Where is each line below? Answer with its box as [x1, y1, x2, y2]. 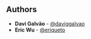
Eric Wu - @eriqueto [14, 26, 66, 33]
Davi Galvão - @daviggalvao [14, 20, 85, 27]
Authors [6, 5, 37, 15]
